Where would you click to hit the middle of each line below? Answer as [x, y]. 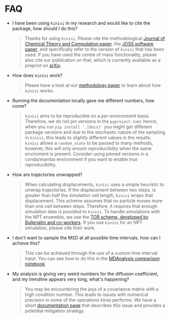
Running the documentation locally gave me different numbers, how [83, 101]
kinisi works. [39, 90]
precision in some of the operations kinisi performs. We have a [90, 300]
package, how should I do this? [45, 28]
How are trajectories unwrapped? [47, 175]
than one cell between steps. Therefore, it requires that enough [91, 206]
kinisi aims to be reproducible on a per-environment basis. [87, 116]
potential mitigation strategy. [55, 311]
